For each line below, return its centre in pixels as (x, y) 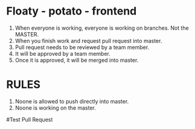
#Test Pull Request (30, 119)
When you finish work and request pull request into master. (88, 41)
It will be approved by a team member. (62, 53)
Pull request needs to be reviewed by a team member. (82, 47)
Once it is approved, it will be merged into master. (77, 60)
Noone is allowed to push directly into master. (72, 101)
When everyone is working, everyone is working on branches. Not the (102, 28)
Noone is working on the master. (56, 108)
